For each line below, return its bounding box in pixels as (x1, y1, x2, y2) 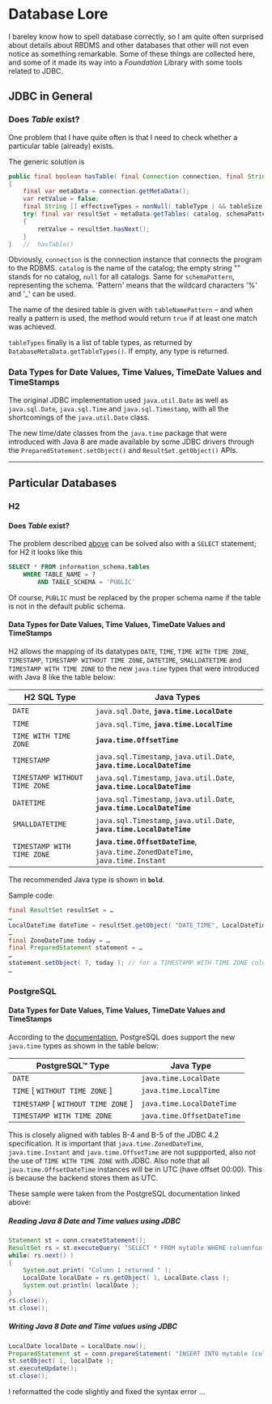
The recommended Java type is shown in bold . (8, 875, 165, 885)
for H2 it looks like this (8, 548, 83, 557)
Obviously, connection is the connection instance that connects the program (8, 254, 262, 264)
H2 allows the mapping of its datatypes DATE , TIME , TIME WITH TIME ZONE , (8, 647, 249, 656)
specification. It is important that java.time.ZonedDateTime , (8, 1139, 204, 1149)
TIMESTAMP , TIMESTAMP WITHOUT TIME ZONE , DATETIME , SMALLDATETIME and (8, 655, 242, 665)
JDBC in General (8, 90, 93, 104)
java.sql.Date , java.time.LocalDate (95, 706, 233, 717)
